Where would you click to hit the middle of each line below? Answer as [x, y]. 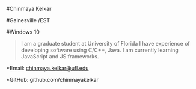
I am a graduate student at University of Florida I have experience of [106, 44]
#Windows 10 [23, 32]
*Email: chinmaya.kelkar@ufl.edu [47, 68]
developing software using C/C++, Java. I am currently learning [100, 50]
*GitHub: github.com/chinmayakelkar [53, 80]
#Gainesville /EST [28, 20]
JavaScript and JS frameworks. [60, 56]
